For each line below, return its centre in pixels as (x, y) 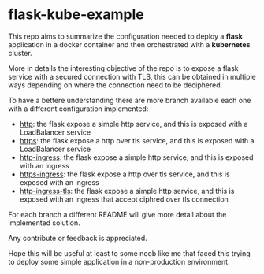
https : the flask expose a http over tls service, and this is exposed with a (137, 140)
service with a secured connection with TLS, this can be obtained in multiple (132, 76)
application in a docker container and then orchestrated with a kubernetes (129, 44)
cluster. (20, 53)
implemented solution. (44, 223)
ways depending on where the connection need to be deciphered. (115, 85)
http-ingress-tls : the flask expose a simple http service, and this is (127, 191)
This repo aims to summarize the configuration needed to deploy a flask (125, 36)
